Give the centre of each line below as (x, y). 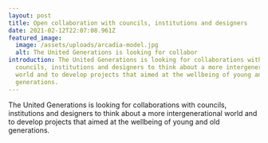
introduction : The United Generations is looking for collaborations (126, 60)
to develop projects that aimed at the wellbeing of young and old (114, 122)
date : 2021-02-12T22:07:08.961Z (62, 30)
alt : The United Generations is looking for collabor (106, 52)
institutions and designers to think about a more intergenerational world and (133, 113)
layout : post (30, 15)
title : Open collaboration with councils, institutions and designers (128, 23)
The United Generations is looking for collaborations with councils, (118, 105)
